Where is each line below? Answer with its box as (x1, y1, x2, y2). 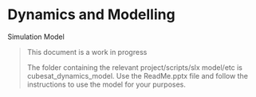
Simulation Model (7, 32, 65, 41)
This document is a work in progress (26, 47, 148, 56)
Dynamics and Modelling (7, 6, 176, 24)
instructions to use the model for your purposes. (26, 80, 187, 89)
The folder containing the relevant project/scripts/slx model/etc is (26, 62, 242, 72)
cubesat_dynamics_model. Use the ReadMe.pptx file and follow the (26, 71, 249, 80)
